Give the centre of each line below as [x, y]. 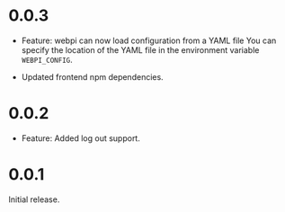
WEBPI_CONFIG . [47, 59]
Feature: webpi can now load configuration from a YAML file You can [149, 40]
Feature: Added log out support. [80, 138]
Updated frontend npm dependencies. [92, 76]
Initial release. [34, 199]
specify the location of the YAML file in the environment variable [140, 49]
